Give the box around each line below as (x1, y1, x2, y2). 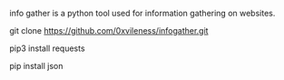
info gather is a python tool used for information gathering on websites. (9, 8, 276, 18)
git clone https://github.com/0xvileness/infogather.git (9, 25, 209, 35)
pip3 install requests (9, 43, 85, 54)
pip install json (9, 61, 64, 71)
